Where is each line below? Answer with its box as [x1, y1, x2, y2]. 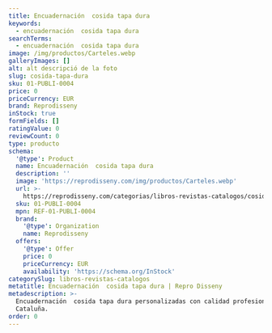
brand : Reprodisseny [8, 102, 79, 110]
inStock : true [8, 110, 57, 118]
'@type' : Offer [23, 245, 74, 253]
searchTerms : [8, 34, 53, 43]
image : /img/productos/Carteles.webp [8, 49, 136, 57]
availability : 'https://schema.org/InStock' [23, 268, 176, 276]
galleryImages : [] [8, 57, 70, 65]
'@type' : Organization [23, 222, 100, 230]
